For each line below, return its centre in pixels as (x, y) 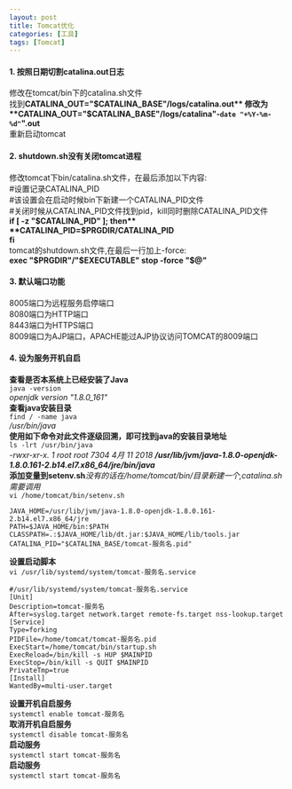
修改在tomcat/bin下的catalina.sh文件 (76, 93)
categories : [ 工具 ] (44, 34)
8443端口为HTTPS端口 (51, 325)
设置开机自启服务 (40, 704)
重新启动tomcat (38, 134)
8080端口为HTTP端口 (49, 314)
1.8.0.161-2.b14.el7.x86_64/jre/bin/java (82, 465)
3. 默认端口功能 (37, 281)
